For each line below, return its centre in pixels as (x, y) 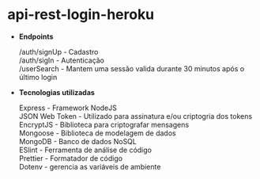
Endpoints (36, 36)
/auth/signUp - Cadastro (58, 51)
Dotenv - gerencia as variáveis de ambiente (90, 166)
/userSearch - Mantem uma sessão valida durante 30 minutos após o (132, 68)
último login (38, 77)
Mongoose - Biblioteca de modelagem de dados (97, 133)
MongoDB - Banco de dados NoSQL (78, 141)
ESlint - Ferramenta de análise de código (85, 150)
